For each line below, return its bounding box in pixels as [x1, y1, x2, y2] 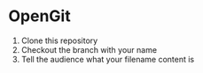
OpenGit [8, 6, 72, 26]
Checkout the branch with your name [20, 44, 157, 55]
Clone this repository [20, 35, 98, 46]
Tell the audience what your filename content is [20, 54, 195, 64]
